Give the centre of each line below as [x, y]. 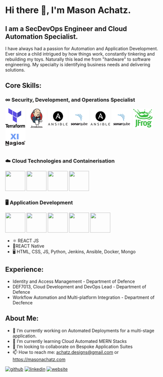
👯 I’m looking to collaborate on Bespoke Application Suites [72, 346]
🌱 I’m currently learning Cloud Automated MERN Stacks [69, 341]
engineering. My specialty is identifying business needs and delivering [78, 64]
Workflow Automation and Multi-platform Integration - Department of [83, 297]
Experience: [24, 269]
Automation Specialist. [42, 36]
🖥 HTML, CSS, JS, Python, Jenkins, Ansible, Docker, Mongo [74, 252]
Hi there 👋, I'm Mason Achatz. [68, 10]
